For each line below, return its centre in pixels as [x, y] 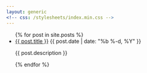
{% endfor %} [32, 65]
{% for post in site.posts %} [49, 34]
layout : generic [26, 12]
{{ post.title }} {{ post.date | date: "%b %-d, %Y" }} [78, 41]
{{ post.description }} [41, 52]
